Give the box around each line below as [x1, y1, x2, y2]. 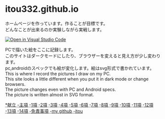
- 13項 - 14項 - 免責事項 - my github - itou [5, 108, 83, 114]
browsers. [5, 81, 26, 87]
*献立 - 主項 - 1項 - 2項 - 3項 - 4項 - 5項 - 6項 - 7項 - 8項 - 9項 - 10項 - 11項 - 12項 [5, 102, 154, 108]
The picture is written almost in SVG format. [5, 91, 94, 97]
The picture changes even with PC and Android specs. [5, 86, 116, 92]
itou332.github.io [5, 3, 79, 15]
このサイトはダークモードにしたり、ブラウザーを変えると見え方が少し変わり [5, 53, 161, 59]
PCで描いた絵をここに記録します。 [5, 46, 76, 52]
